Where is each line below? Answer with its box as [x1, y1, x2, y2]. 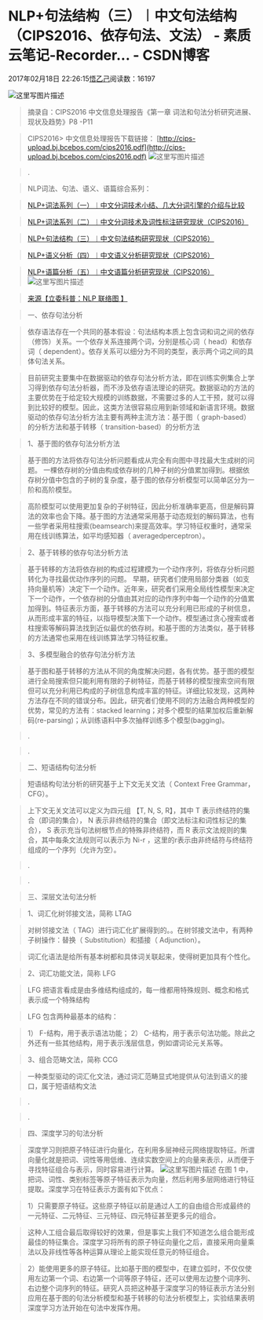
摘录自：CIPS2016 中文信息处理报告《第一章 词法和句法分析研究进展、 [27, 107, 256, 116]
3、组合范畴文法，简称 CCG [27, 1055, 119, 1064]
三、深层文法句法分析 [27, 892, 97, 901]
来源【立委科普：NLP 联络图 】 [27, 294, 128, 303]
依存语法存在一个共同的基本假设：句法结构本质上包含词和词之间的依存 [27, 326, 255, 336]
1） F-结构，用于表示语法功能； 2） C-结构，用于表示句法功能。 [27, 1028, 236, 1037]
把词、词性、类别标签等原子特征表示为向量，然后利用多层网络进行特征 [27, 1174, 255, 1183]
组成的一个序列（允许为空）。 [27, 844, 121, 854]
